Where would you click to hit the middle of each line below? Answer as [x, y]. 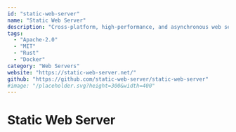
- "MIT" [25, 46]
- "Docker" [29, 60]
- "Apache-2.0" [36, 40]
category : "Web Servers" [44, 66]
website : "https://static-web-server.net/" [72, 72]
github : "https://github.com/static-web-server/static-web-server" [108, 79]
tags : [15, 33]
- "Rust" [26, 53]
